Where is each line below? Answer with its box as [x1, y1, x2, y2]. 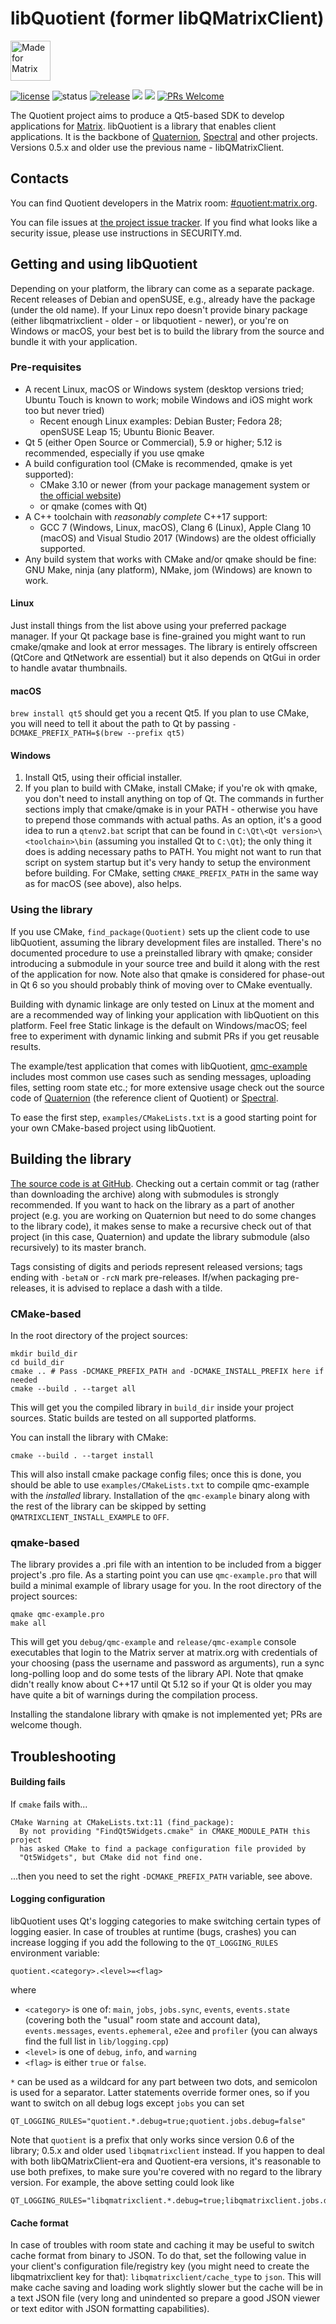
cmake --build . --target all [10, 1383, 137, 1394]
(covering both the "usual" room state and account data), [24, 2013, 261, 2026]
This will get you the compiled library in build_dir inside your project [10, 1401, 295, 1413]
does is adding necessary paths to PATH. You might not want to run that [24, 846, 322, 858]
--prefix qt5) [126, 728, 186, 739]
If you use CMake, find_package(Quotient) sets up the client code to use [10, 925, 310, 937]
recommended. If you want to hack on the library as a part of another [10, 1198, 295, 1211]
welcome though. [10, 1719, 82, 1731]
